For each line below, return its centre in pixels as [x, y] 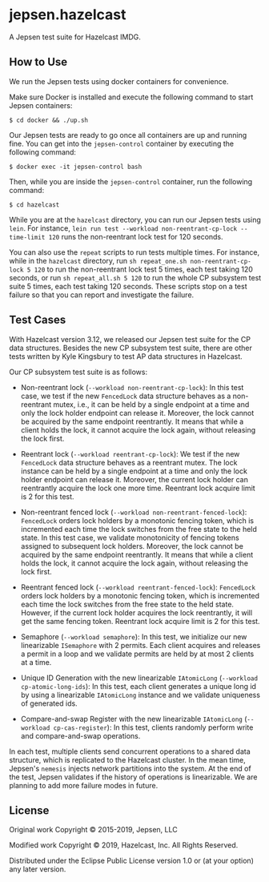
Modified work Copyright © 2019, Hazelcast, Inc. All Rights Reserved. [124, 845]
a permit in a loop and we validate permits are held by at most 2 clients [137, 654]
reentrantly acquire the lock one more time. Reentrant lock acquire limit [138, 488]
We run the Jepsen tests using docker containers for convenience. [119, 81]
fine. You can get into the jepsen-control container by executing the [122, 143]
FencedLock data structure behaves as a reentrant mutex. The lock [129, 462]
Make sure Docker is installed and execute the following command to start [131, 97]
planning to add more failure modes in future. [84, 785]
